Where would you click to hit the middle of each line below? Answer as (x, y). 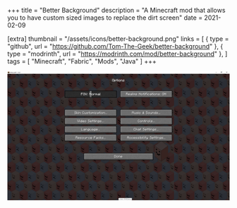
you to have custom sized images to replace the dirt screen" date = (105, 18)
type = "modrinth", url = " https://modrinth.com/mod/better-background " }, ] (117, 54)
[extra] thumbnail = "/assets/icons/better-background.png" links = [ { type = (118, 39)
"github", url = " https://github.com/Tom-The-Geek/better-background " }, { (115, 46)
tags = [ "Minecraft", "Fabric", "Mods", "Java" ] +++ (82, 61)
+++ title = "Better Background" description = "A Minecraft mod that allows (116, 10)
